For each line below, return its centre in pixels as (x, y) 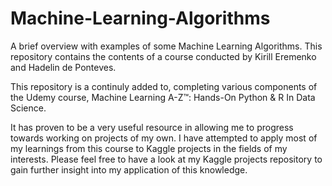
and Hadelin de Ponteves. (63, 67)
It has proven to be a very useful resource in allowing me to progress (152, 127)
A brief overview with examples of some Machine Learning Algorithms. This (166, 46)
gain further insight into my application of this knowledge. (129, 169)
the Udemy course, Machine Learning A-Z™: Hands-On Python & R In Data (163, 97)
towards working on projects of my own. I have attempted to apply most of (164, 138)
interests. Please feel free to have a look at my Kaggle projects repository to (166, 159)
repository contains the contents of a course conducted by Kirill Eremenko (163, 56)
